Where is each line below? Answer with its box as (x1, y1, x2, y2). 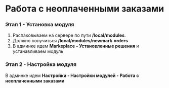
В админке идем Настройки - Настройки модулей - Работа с (5, 72, 139, 78)
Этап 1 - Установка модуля (5, 21, 74, 28)
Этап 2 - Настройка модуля (5, 61, 77, 68)
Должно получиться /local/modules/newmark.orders (12, 38, 128, 44)
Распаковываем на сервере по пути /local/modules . (12, 32, 126, 38)
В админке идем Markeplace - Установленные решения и (12, 43, 139, 49)
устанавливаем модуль (12, 48, 64, 54)
